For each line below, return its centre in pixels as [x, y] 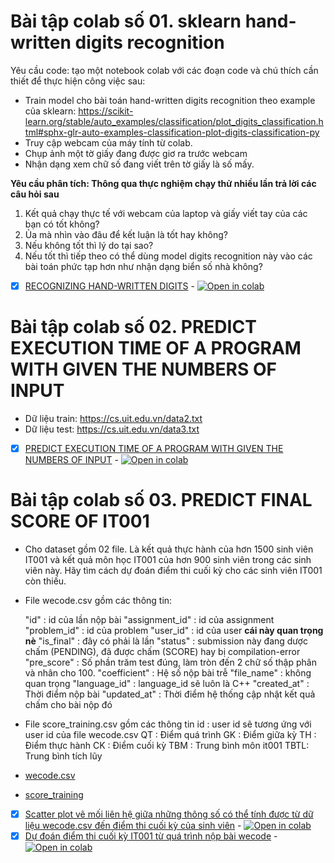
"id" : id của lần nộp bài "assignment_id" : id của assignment [149, 619]
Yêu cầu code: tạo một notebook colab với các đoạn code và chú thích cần [164, 70]
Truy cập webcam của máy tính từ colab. [108, 142]
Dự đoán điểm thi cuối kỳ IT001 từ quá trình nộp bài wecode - [151, 836]
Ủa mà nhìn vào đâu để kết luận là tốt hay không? [126, 234]
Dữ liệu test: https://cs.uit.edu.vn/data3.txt [112, 429]
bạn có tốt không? [62, 224]
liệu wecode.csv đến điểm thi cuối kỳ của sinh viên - [133, 825]
